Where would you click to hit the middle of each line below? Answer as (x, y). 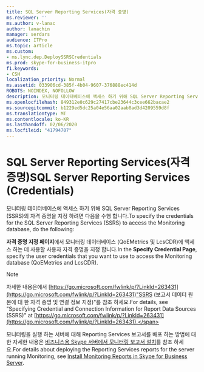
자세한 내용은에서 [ (29, 286)
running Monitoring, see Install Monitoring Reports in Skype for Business (97, 356)
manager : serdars (28, 35)
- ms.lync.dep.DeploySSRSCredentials (54, 57)
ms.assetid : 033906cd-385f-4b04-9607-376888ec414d (72, 86)
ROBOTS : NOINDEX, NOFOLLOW (40, 91)
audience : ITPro (27, 40)
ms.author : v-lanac (31, 23)
